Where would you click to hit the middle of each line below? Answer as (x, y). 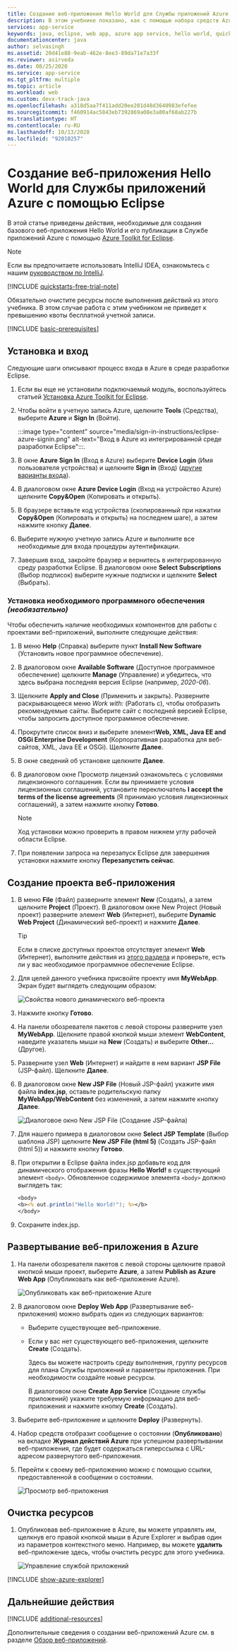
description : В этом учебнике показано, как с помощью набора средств (113, 20)
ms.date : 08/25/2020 (38, 66)
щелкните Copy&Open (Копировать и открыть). (89, 496)
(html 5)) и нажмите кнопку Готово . (71, 1149)
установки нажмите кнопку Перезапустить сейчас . (96, 860)
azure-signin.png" (44, 439)
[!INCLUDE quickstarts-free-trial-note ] (63, 287)
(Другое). (32, 1050)
